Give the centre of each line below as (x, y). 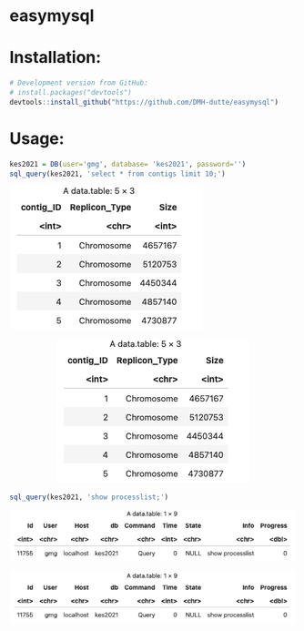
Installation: (56, 58)
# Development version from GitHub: (79, 83)
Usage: (37, 138)
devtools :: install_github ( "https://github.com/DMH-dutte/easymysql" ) (144, 102)
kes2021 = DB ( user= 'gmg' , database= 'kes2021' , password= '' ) (128, 164)
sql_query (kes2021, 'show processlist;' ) (89, 497)
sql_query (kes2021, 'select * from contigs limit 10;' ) (117, 174)
